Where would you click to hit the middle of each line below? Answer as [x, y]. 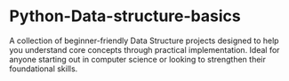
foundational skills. [44, 69]
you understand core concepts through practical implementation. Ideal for [144, 49]
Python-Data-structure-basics [125, 16]
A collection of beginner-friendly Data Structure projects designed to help [144, 40]
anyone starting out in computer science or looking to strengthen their [138, 59]
